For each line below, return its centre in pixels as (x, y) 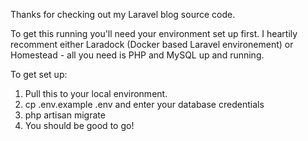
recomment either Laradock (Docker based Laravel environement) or (152, 44)
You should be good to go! (79, 125)
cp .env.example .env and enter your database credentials (144, 104)
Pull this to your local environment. (96, 93)
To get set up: (39, 74)
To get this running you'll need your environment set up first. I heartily (154, 33)
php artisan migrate (65, 115)
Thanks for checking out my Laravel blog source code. (123, 14)
